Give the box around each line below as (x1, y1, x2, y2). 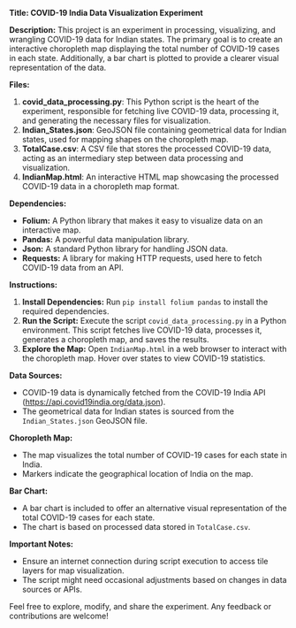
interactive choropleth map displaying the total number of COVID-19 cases (9, 43, 280, 54)
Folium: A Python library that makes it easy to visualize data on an (21, 216, 263, 226)
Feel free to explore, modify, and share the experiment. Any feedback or (9, 601, 272, 611)
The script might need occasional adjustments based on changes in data (21, 575, 287, 585)
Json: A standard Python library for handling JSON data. (21, 243, 228, 254)
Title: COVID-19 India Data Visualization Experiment (9, 8, 203, 18)
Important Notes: (9, 539, 73, 549)
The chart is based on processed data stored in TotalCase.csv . (21, 522, 251, 532)
